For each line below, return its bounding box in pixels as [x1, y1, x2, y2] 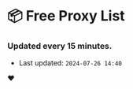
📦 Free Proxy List [7, 7, 125, 25]
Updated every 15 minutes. [7, 41, 113, 52]
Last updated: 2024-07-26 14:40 [18, 58, 123, 68]
